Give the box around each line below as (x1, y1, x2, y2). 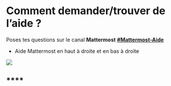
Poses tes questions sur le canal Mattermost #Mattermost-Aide (6, 36, 164, 43)
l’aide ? (6, 16, 42, 30)
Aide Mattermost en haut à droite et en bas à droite (14, 47, 140, 54)
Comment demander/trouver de (6, 4, 166, 18)
